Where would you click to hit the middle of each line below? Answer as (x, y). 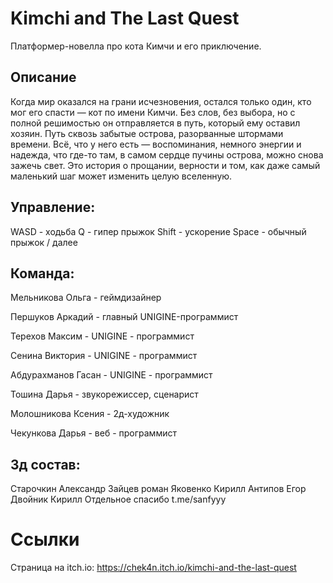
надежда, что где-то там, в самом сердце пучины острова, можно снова (167, 154)
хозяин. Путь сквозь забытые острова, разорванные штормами (147, 133)
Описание (43, 77)
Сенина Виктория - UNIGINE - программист (104, 356)
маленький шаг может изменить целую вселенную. (121, 176)
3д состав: (45, 464)
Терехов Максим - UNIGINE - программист (102, 336)
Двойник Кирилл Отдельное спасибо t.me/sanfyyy (118, 499)
